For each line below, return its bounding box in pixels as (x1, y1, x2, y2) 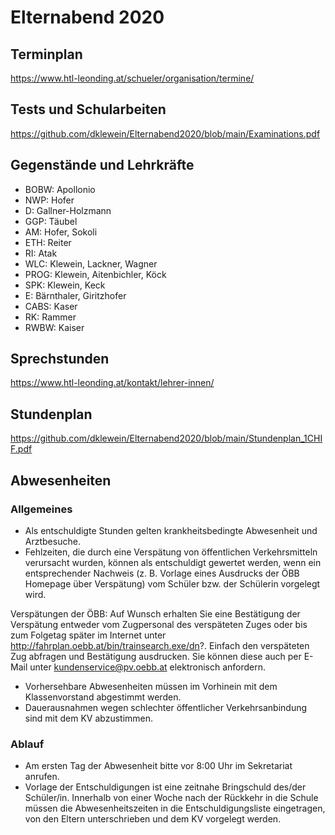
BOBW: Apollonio (24, 183, 96, 195)
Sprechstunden (10, 351, 110, 368)
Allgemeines (10, 502, 73, 516)
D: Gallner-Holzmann (24, 204, 112, 216)
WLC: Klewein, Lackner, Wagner (24, 257, 158, 270)
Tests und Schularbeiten (10, 101, 167, 118)
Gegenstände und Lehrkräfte (10, 157, 195, 174)
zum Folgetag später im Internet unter (10, 629, 167, 641)
